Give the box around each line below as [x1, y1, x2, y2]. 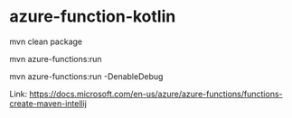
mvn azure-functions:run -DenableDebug [9, 70, 164, 82]
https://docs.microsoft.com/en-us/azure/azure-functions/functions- [29, 88, 283, 99]
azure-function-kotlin [9, 6, 176, 27]
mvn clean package [9, 36, 83, 47]
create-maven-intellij [9, 97, 88, 109]
